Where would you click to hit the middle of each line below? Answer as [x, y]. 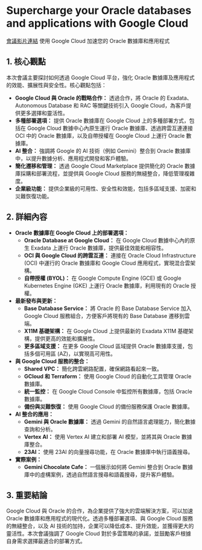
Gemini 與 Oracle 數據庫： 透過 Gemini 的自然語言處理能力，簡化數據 [110, 421]
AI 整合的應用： [34, 414]
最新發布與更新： [36, 300]
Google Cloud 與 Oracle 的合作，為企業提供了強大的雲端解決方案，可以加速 [100, 511]
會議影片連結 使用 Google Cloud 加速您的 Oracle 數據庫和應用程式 [88, 40]
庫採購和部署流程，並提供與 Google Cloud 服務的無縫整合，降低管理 [99, 173]
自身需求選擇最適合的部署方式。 [46, 541]
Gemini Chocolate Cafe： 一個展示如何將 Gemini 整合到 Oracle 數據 [108, 467]
